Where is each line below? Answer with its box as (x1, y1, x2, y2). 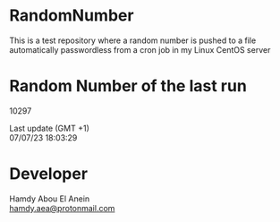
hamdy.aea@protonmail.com (9, 202, 115, 213)
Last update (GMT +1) (9, 123, 89, 133)
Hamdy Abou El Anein (9, 193, 90, 204)
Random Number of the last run (9, 76, 248, 97)
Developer (9, 164, 88, 184)
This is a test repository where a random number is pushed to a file (9, 35, 257, 46)
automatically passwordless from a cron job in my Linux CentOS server (9, 44, 271, 55)
